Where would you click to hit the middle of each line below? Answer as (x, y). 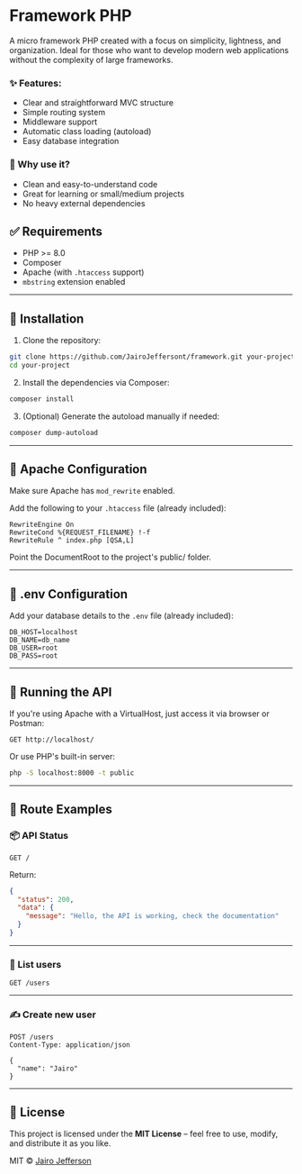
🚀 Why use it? (40, 165)
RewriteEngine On (42, 525)
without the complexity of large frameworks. (91, 59)
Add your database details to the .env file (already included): (121, 616)
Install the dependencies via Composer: (96, 382)
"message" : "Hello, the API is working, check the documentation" (152, 916)
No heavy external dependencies (84, 203)
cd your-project (40, 366)
